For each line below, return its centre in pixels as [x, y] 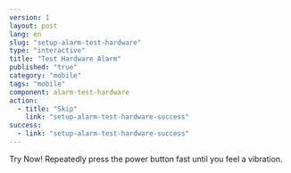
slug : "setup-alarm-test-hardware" [75, 42]
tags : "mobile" [37, 84]
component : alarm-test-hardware [69, 92]
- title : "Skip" [47, 109]
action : [24, 100]
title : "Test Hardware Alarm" [66, 59]
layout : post [33, 26]
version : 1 [29, 17]
